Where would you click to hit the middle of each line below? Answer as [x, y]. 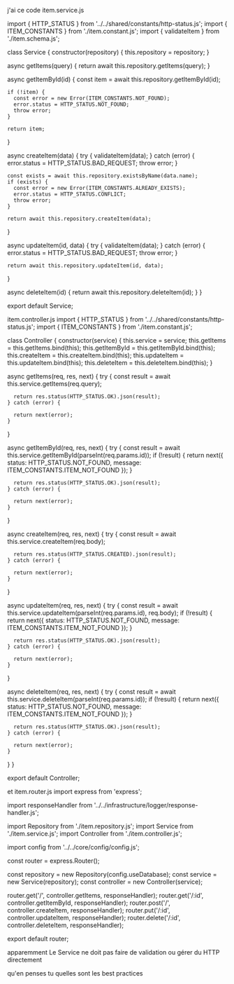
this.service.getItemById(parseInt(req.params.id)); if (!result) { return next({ [115, 455]
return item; [26, 129]
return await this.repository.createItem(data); [79, 219]
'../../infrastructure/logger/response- [146, 805]
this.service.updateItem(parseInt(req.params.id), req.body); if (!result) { [110, 613]
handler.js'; [23, 813]
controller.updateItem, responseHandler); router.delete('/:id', [94, 918]
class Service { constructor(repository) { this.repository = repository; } [108, 52]
